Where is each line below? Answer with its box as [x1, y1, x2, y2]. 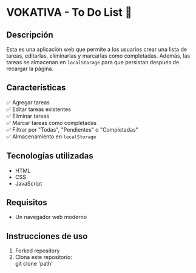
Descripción [6, 30, 53, 40]
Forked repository [15, 247, 60, 254]
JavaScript [15, 180, 42, 187]
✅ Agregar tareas [6, 98, 50, 106]
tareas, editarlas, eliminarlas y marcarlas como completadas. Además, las [6, 52, 191, 59]
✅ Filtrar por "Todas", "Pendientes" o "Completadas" [6, 126, 138, 133]
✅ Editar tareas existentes [6, 106, 72, 113]
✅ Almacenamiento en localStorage [6, 133, 96, 140]
